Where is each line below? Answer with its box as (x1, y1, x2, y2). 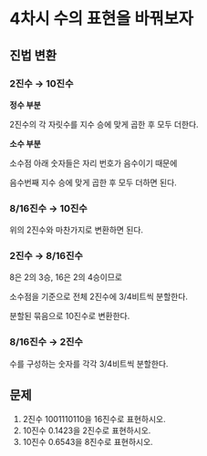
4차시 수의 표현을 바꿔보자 (9, 8, 194, 29)
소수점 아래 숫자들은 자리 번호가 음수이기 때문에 (9, 157, 178, 169)
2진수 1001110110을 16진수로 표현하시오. (22, 413, 166, 424)
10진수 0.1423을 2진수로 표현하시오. (22, 425, 151, 436)
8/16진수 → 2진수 (9, 336, 84, 348)
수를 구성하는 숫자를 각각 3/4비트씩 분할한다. (9, 358, 169, 369)
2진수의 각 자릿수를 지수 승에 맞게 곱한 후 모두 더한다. (9, 119, 199, 130)
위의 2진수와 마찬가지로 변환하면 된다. (9, 224, 144, 235)
